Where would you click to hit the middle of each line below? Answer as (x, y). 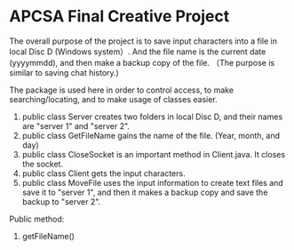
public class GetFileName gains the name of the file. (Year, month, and (151, 135)
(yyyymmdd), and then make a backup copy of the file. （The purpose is (142, 62)
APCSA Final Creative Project (119, 16)
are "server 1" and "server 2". (76, 125)
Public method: (37, 219)
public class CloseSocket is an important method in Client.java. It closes (154, 154)
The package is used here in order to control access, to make (121, 90)
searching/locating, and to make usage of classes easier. (113, 99)
